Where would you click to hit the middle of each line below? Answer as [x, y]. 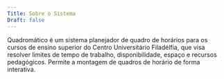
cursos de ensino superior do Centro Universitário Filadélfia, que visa [106, 47]
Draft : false [26, 20]
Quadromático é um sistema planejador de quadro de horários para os [107, 39]
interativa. [21, 69]
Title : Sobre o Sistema [42, 14]
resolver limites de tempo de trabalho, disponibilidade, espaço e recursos [112, 54]
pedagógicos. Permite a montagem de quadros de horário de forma [104, 62]
